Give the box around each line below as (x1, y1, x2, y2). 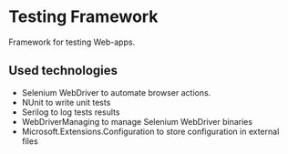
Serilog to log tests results (21, 107, 120, 118)
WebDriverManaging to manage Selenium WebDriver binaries (21, 116, 252, 127)
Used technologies (8, 63, 118, 78)
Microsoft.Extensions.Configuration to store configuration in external (21, 126, 280, 137)
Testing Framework (8, 6, 159, 27)
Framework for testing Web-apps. (8, 36, 136, 47)
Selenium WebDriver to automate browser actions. (21, 87, 211, 98)
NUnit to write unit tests (21, 97, 111, 108)
